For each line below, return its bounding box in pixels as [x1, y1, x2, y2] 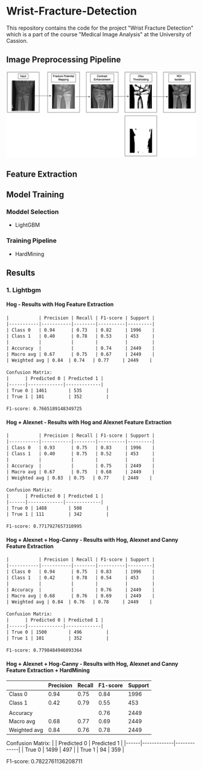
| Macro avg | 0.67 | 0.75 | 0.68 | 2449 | [6, 469, 155, 475]
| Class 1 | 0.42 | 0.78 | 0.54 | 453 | [6, 575, 155, 581]
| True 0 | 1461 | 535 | [6, 388, 110, 394]
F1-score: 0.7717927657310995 [6, 523, 83, 530]
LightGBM [14, 221, 40, 229]
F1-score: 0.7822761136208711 [6, 758, 83, 765]
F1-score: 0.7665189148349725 [6, 406, 83, 412]
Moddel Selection [6, 207, 59, 216]
